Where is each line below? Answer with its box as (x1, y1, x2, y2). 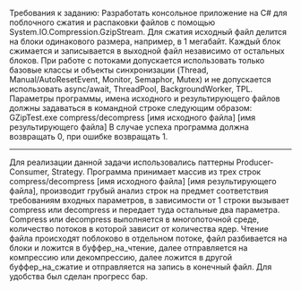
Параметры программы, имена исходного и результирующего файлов (9, 93, 280, 104)
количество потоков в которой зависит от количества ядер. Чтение (9, 224, 269, 234)
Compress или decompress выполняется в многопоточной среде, (9, 214, 260, 225)
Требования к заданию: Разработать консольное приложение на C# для (9, 8, 288, 18)
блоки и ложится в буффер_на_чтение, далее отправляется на (9, 243, 248, 253)
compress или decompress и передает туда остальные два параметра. (9, 205, 280, 215)
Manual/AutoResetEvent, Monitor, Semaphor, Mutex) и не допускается (9, 74, 271, 84)
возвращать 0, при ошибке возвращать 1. (9, 132, 168, 141)
